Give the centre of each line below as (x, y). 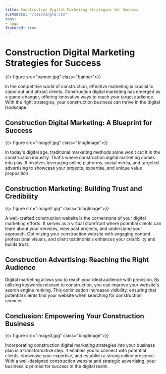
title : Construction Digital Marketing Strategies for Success (72, 10)
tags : (11, 19)
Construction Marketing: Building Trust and (74, 189)
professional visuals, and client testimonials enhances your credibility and (80, 239)
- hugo (12, 23)
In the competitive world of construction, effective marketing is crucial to (79, 87)
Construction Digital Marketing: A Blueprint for (79, 123)
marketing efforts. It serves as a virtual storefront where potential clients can (83, 223)
